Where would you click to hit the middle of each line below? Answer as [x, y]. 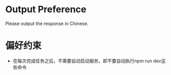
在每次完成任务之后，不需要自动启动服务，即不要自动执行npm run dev [87, 61]
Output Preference [46, 9]
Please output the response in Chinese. [47, 23]
